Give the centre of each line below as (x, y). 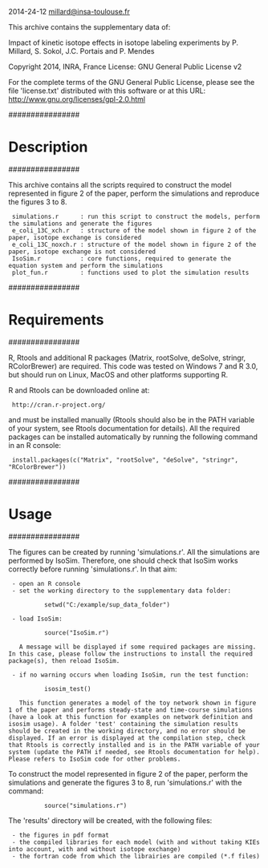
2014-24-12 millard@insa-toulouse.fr (69, 12)
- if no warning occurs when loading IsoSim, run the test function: (130, 675)
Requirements (56, 320)
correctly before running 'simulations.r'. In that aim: (93, 569)
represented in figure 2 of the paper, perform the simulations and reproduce (134, 193)
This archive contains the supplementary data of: (89, 27)
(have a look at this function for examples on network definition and (130, 717)
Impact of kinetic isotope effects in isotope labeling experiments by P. (124, 42)
